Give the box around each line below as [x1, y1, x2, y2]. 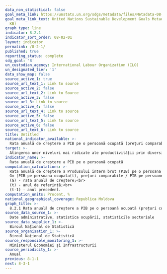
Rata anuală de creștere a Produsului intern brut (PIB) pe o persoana [9, 169, 162, 174]
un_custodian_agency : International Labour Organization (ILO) [5, 63, 139, 68]
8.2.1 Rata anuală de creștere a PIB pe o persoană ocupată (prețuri [9, 205, 157, 211]
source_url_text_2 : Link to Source [5, 90, 79, 95]
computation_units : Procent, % [5, 192, 70, 197]
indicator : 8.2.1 [5, 30, 41, 35]
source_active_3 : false [5, 95, 55, 100]
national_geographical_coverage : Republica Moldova [5, 197, 114, 202]
